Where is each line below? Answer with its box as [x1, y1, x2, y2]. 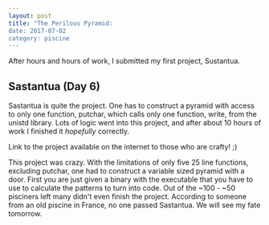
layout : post [8, 11, 52, 20]
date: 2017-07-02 [8, 27, 67, 35]
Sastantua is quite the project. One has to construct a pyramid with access [8, 101, 255, 111]
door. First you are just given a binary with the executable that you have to [8, 174, 254, 185]
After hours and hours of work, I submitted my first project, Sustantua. [8, 56, 241, 66]
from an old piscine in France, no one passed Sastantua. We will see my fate [8, 200, 261, 210]
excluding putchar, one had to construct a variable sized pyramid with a [8, 166, 245, 176]
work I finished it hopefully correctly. [8, 126, 130, 137]
